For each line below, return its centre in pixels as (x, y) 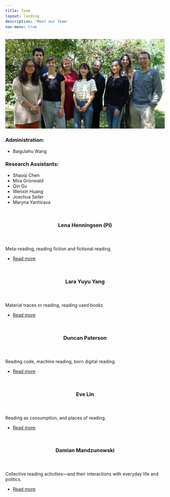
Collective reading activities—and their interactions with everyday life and (82, 474)
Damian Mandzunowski (85, 450)
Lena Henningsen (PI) (85, 225)
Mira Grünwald (28, 180)
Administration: (25, 140)
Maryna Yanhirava (31, 202)
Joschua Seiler (28, 197)
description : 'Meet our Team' (37, 21)
